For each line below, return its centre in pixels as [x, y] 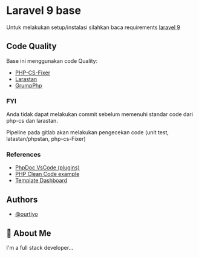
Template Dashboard [41, 181]
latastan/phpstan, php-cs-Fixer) [46, 139]
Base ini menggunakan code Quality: [52, 60]
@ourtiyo [26, 214]
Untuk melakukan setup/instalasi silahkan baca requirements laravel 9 [93, 27]
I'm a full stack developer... [40, 247]
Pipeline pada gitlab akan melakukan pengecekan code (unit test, [88, 132]
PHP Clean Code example [47, 174]
